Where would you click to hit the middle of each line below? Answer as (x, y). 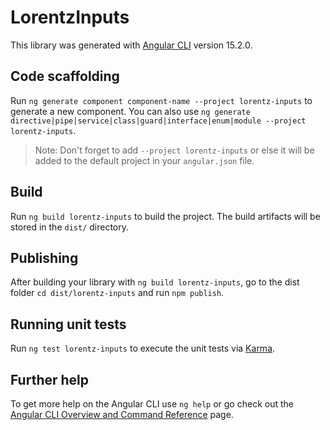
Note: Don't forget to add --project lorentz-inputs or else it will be (174, 150)
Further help (50, 379)
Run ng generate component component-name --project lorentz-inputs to (161, 100)
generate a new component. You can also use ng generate (130, 111)
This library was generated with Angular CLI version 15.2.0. (131, 45)
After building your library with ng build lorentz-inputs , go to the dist (155, 282)
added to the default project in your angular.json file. (144, 160)
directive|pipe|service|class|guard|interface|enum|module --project (158, 121)
